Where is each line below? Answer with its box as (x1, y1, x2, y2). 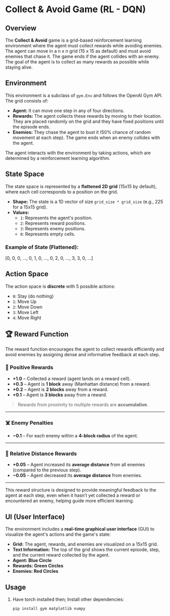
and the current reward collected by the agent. (12, 552, 110, 558)
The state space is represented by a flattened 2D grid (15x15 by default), (5, 183, 157, 189)
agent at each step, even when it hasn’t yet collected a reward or (5, 492, 141, 498)
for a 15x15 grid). (12, 204, 48, 210)
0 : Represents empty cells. (20, 231, 76, 237)
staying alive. (5, 64, 33, 70)
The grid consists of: (5, 97, 49, 104)
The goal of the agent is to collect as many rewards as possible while (5, 59, 149, 64)
